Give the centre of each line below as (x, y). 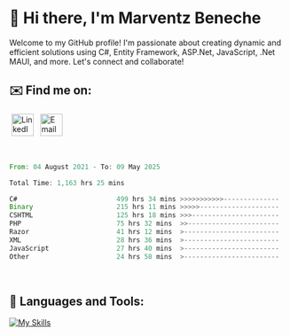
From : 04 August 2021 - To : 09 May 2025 (85, 167)
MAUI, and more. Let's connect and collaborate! (97, 61)
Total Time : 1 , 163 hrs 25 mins (67, 183)
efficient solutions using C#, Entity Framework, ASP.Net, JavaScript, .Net (142, 51)
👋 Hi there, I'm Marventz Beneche (135, 18)
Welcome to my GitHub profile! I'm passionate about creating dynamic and (145, 43)
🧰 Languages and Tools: (77, 301)
